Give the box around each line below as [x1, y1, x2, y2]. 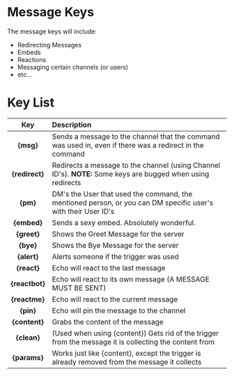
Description [52, 120, 92, 130]
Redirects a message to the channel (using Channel [52, 160, 221, 170]
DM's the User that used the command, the [52, 189, 193, 198]
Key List [7, 95, 55, 111]
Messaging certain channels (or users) [17, 63, 129, 71]
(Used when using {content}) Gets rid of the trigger [52, 328, 219, 338]
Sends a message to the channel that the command [52, 132, 221, 141]
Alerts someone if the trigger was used [52, 251, 179, 261]
